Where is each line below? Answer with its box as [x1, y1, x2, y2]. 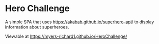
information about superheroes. [5, 24, 69, 29]
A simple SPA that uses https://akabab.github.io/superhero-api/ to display [5, 19, 154, 25]
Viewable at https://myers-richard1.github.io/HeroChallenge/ [5, 33, 128, 39]
